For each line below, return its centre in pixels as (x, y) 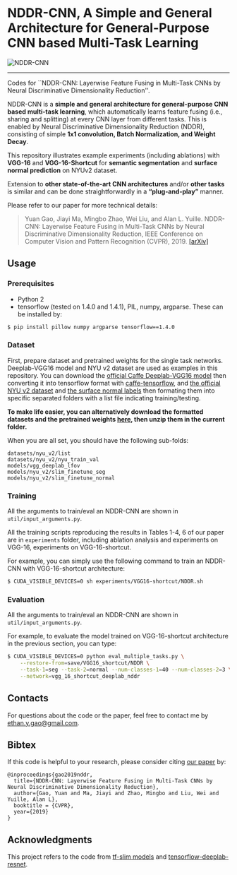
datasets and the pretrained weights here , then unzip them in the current (116, 419)
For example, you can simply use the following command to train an (105, 561)
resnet (17, 864)
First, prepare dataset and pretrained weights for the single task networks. (115, 360)
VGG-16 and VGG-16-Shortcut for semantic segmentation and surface (112, 162)
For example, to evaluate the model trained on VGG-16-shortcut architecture (118, 636)
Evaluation (26, 600)
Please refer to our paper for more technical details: (82, 205)
